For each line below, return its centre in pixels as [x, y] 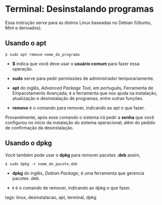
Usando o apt [26, 43]
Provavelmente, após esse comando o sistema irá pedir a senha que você [80, 117]
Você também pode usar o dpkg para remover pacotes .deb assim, [73, 155]
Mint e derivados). [23, 27]
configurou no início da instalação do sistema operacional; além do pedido [80, 122]
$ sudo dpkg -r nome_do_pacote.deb [41, 164]
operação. [23, 69]
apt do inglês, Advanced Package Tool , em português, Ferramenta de [82, 88]
